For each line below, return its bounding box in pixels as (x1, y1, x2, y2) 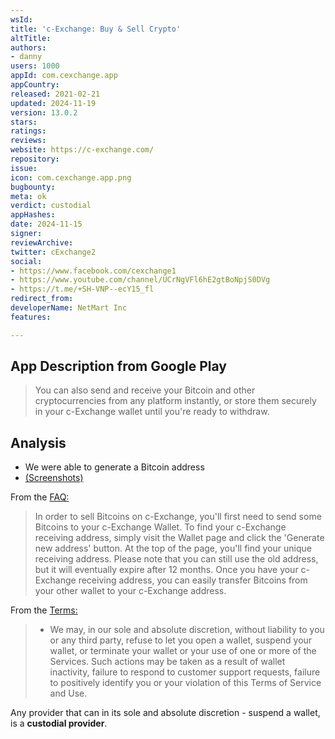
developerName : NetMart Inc (10, 303, 128, 313)
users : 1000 (10, 61, 60, 71)
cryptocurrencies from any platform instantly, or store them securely (34, 395, 317, 407)
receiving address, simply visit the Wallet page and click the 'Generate (34, 532, 325, 544)
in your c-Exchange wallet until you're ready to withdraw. (34, 406, 270, 418)
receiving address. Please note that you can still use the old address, (34, 553, 319, 565)
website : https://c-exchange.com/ (10, 145, 155, 155)
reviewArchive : (10, 237, 74, 248)
